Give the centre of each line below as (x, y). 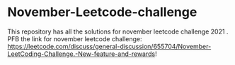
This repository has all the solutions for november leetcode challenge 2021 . (118, 31)
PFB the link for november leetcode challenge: (75, 38)
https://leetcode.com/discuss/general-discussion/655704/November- (109, 46)
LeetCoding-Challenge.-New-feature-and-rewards (81, 54)
